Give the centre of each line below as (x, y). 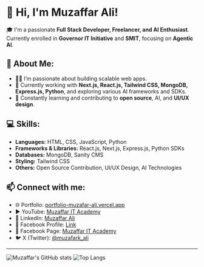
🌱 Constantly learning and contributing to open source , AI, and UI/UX (102, 98)
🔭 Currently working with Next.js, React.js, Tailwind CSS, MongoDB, (101, 85)
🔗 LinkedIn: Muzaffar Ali (45, 218)
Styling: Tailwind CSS (42, 161)
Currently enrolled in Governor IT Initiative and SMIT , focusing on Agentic (100, 38)
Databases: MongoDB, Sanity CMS (59, 155)
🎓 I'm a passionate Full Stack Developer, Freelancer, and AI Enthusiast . (98, 29)
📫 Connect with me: (46, 187)
